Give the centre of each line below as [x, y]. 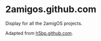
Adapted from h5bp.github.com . [39, 33]
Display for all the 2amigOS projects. [44, 23]
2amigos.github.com [51, 9]
